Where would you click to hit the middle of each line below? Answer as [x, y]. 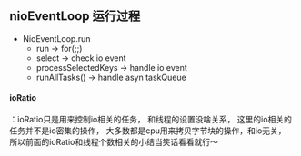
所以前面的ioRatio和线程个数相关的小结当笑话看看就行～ [114, 142]
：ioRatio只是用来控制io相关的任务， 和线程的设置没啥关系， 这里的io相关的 [151, 120]
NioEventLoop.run [56, 38]
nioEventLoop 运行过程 [75, 16]
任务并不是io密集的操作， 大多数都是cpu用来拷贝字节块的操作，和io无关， [148, 131]
